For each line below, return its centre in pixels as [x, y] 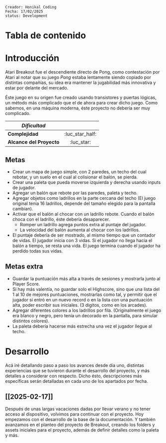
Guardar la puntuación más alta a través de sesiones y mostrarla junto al [86, 278]
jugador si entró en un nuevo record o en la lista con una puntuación [82, 300]
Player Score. [26, 284]
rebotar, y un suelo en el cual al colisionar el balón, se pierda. [75, 177]
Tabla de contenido [45, 36]
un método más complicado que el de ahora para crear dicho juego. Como [82, 103]
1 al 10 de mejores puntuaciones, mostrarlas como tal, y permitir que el [84, 294]
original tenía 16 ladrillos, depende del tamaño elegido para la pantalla [84, 203]
